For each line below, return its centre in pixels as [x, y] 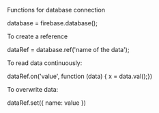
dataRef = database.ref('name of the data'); [68, 50]
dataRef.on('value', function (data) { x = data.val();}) [80, 76]
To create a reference [38, 36]
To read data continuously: [45, 63]
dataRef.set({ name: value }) [47, 103]
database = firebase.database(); [52, 23]
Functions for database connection [56, 10]
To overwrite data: [33, 89]
